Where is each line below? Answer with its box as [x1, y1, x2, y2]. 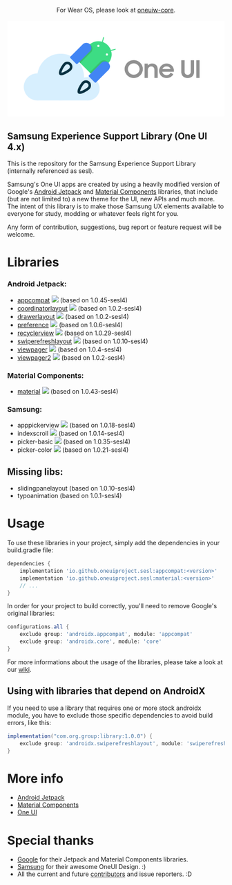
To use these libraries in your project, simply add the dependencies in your [7, 539, 220, 547]
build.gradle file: [7, 546, 54, 554]
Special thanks [7, 832, 95, 848]
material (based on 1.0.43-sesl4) [17, 387, 119, 396]
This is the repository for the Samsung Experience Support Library [7, 159, 196, 168]
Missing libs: [7, 466, 64, 477]
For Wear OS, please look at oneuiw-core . [56, 6, 176, 14]
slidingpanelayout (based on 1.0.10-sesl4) [17, 484, 136, 493]
